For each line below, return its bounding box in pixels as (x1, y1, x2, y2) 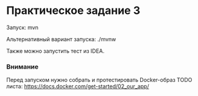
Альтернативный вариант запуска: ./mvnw (6, 35, 116, 43)
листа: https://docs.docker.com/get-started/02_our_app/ (6, 83, 149, 90)
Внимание (6, 62, 39, 70)
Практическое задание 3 (6, 4, 141, 18)
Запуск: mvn (6, 24, 38, 31)
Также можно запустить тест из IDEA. (6, 47, 105, 55)
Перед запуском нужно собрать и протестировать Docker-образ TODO (6, 77, 193, 84)
